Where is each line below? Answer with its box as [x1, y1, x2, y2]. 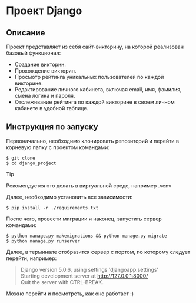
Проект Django [6, 4, 82, 18]
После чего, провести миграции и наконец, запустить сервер [6, 215, 162, 222]
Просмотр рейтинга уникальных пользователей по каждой [14, 74, 164, 80]
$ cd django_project [6, 160, 57, 166]
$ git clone [6, 155, 35, 161]
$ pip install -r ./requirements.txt [6, 205, 99, 210]
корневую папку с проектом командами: [6, 143, 110, 151]
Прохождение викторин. [14, 67, 77, 74]
